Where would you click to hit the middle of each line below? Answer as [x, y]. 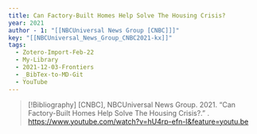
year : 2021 [26, 23]
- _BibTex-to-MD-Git [49, 75]
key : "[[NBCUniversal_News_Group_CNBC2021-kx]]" [90, 38]
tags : [17, 45]
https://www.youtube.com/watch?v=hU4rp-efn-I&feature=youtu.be [138, 121]
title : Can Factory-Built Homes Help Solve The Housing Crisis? [117, 15]
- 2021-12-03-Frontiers [55, 67]
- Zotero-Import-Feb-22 [55, 52]
